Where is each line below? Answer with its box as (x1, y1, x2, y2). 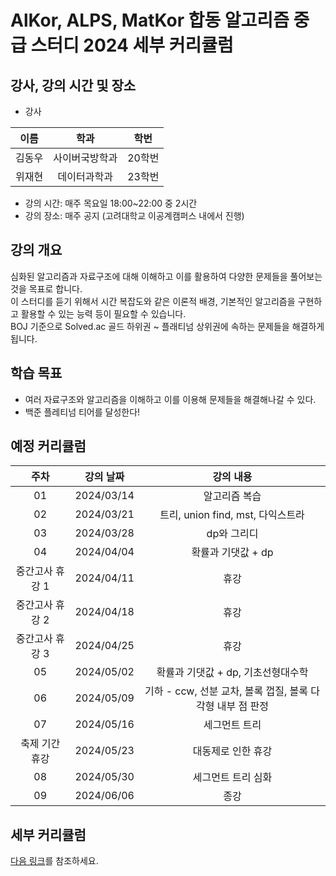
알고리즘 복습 (203, 489, 262, 503)
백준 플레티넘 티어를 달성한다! (24, 406, 141, 418)
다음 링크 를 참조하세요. (10, 855, 99, 867)
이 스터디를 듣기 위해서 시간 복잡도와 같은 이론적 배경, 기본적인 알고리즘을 (10, 295, 296, 307)
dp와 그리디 (206, 527, 259, 541)
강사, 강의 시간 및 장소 (10, 77, 137, 94)
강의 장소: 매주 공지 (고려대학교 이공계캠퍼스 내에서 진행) (24, 210, 245, 221)
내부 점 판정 (216, 699, 269, 713)
